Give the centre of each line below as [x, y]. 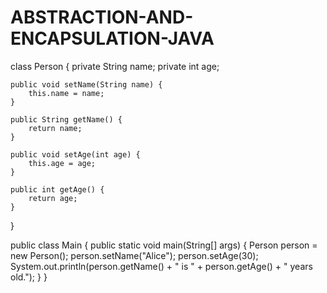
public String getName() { [66, 119]
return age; [53, 198]
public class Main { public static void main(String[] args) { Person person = [164, 245]
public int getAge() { [57, 189]
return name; [55, 128]
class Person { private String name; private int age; [115, 66]
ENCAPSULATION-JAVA [112, 38]
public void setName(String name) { [86, 84]
